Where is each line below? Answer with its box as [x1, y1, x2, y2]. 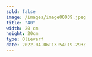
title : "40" [6, 20, 36, 26]
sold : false [6, 8, 36, 15]
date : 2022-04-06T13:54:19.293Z [6, 42, 86, 48]
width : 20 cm [6, 25, 39, 31]
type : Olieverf [6, 36, 44, 42]
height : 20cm [6, 31, 39, 37]
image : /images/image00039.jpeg [6, 14, 86, 20]
